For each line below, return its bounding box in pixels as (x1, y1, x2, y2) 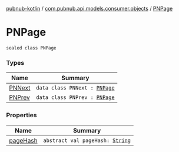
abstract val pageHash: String (43, 137, 131, 144)
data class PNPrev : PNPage (36, 94, 115, 101)
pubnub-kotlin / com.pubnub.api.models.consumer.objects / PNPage (6, 5, 173, 12)
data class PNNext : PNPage (36, 85, 115, 91)
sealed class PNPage (6, 45, 57, 51)
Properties (6, 111, 37, 120)
